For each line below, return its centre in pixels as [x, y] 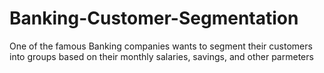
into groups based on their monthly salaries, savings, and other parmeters [161, 56]
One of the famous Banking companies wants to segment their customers [161, 46]
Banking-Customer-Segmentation [154, 18]
